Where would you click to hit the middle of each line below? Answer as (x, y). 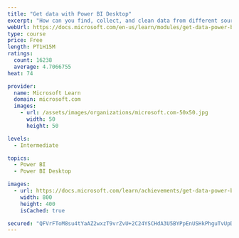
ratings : (20, 54)
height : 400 (38, 204)
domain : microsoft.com (47, 99)
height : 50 (42, 126)
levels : (19, 139)
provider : (22, 86)
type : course (27, 34)
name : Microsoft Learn (47, 93)
